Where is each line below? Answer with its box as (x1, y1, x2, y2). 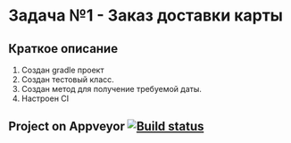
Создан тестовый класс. (21, 74, 115, 85)
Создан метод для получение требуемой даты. (21, 84, 203, 94)
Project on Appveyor (8, 119, 126, 134)
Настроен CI (21, 93, 70, 104)
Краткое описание (8, 41, 118, 56)
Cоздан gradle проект (21, 64, 104, 75)
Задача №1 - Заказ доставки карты (8, 5, 283, 26)
